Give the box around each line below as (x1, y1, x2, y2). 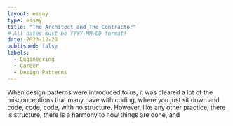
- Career (13, 62, 39, 69)
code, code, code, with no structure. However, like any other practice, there (7, 103, 226, 111)
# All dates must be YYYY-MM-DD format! (7, 29, 128, 37)
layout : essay (7, 10, 49, 17)
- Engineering (13, 56, 55, 63)
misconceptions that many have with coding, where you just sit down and (7, 95, 220, 104)
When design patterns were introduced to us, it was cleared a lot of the (7, 88, 213, 97)
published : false (7, 43, 58, 50)
